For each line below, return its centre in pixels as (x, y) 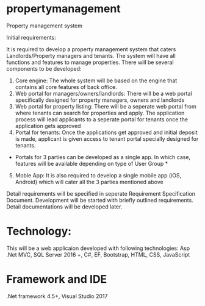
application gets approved (48, 126)
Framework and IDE (57, 279)
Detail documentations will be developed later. (64, 207)
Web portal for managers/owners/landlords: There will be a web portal (103, 93)
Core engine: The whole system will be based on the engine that (96, 80)
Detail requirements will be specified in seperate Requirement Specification (101, 193)
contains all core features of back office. (66, 87)
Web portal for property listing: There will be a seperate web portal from (106, 106)
